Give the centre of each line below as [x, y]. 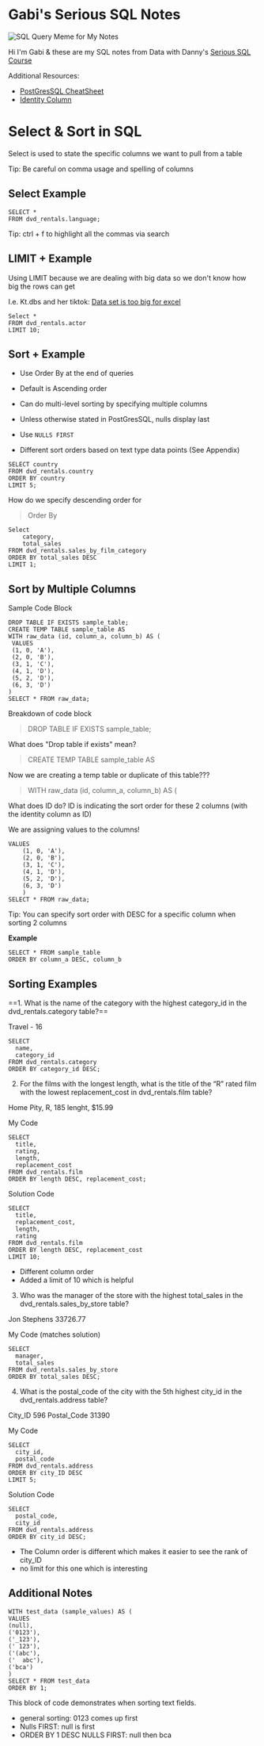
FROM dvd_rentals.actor [47, 323]
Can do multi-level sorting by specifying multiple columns [113, 404]
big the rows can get [41, 286]
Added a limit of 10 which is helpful [77, 1280]
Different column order [57, 1271]
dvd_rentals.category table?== [58, 1011]
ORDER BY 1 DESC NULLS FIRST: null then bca [96, 1735]
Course [20, 60]
